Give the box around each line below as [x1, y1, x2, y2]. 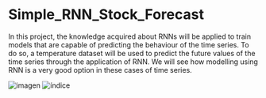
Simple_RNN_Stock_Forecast [8, 6, 205, 24]
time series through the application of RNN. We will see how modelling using [8, 57, 258, 66]
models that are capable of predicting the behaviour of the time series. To [8, 40, 249, 49]
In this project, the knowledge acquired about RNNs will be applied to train [8, 32, 252, 41]
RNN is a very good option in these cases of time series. [8, 65, 192, 74]
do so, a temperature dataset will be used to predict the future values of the [8, 48, 256, 58]
